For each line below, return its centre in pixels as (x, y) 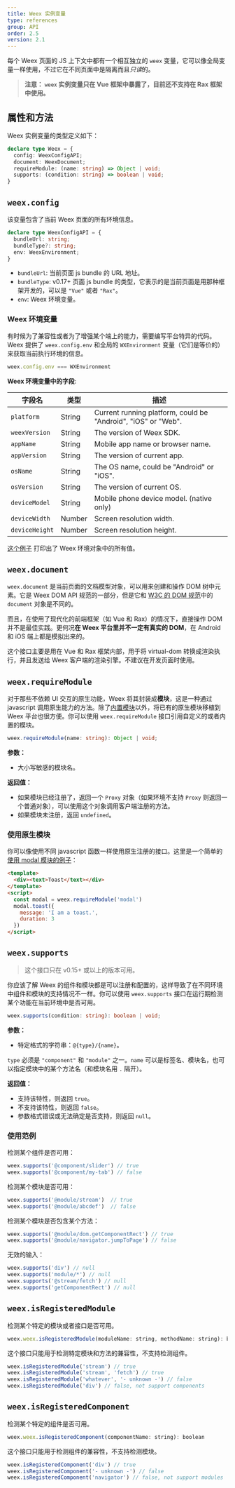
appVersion (29, 455)
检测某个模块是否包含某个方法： (53, 1221)
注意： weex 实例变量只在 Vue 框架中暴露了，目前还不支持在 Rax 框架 (123, 84)
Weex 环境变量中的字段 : (42, 381)
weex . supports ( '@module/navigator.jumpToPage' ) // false (92, 1240)
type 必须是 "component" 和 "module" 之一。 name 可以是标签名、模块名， (110, 1059)
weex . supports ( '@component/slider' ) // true (73, 1166)
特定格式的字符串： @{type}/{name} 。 (70, 1045)
